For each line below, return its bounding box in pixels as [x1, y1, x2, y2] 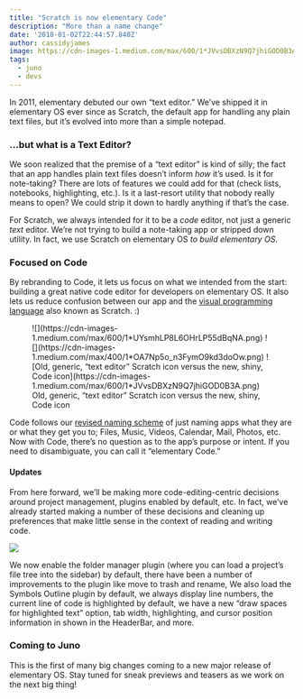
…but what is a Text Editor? [9, 138, 133, 151]
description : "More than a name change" [9, 22, 164, 31]
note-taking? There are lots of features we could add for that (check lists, [9, 178, 281, 189]
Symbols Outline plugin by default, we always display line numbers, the [9, 588, 274, 599]
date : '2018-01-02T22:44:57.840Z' [9, 30, 140, 39]
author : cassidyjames [9, 38, 91, 48]
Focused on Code [9, 256, 88, 269]
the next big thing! [9, 678, 78, 690]
